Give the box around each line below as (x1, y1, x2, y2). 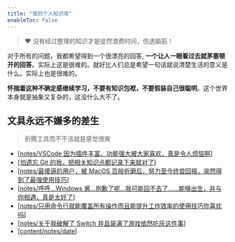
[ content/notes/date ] (17, 227, 78, 236)
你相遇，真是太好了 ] (17, 193, 76, 202)
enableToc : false (7, 17, 58, 24)
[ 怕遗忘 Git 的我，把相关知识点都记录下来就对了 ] (17, 158, 157, 167)
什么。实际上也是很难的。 (7, 69, 81, 77)
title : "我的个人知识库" (7, 10, 72, 17)
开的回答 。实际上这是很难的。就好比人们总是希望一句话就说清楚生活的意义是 (7, 60, 228, 68)
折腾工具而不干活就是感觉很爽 (24, 135, 111, 143)
